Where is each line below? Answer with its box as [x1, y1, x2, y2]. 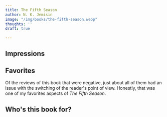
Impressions [5, 49, 45, 58]
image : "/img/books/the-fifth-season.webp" [5, 17, 98, 22]
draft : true [5, 26, 30, 31]
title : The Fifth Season [5, 7, 57, 13]
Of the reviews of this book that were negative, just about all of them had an [5, 80, 162, 86]
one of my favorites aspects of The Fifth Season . [5, 90, 106, 96]
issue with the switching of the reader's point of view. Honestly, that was [5, 85, 155, 91]
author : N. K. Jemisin [5, 12, 53, 17]
